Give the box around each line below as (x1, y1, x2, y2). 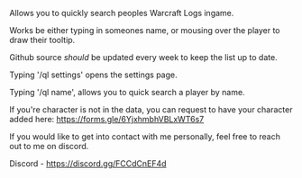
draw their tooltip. (9, 35, 76, 45)
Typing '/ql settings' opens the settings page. (9, 69, 178, 80)
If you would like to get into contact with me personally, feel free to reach (9, 131, 281, 142)
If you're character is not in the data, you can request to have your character (9, 104, 293, 115)
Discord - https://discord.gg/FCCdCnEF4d (9, 158, 167, 169)
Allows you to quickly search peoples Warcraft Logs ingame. (9, 8, 234, 18)
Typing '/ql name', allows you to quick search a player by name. (9, 87, 245, 97)
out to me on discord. (9, 141, 89, 151)
